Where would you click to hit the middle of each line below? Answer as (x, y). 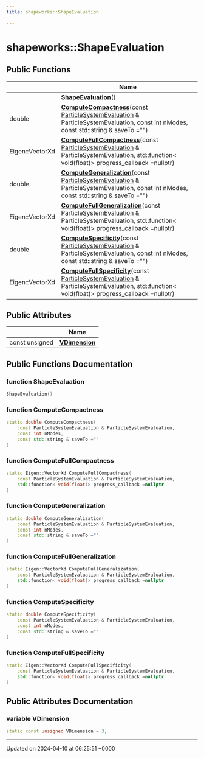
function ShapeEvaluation (46, 381)
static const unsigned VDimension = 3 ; (57, 731)
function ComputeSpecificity (50, 602)
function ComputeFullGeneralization (61, 556)
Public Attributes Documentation (70, 701)
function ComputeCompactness (55, 410)
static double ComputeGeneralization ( (55, 518)
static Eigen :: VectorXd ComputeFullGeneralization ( (73, 569)
